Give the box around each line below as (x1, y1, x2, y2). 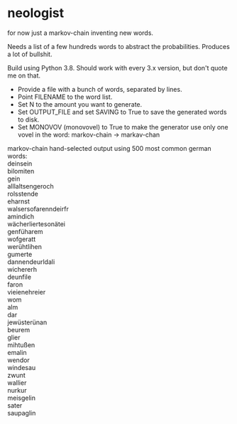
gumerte (7, 250, 33, 258)
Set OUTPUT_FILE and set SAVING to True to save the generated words (17, 107, 227, 116)
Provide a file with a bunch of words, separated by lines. (17, 85, 182, 93)
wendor (7, 356, 30, 364)
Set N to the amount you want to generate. (17, 100, 143, 108)
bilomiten (7, 166, 35, 175)
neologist (7, 5, 65, 21)
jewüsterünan (7, 318, 48, 327)
